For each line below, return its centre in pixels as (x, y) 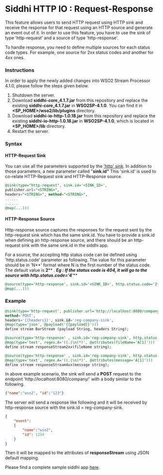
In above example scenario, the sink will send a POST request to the (73, 374)
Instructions (20, 70)
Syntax (14, 144)
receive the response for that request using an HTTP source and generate (79, 27)
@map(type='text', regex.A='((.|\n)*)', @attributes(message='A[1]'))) (79, 360)
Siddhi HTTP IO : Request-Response (79, 9)
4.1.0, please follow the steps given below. (47, 86)
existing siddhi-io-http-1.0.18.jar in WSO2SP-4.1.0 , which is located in (83, 121)
